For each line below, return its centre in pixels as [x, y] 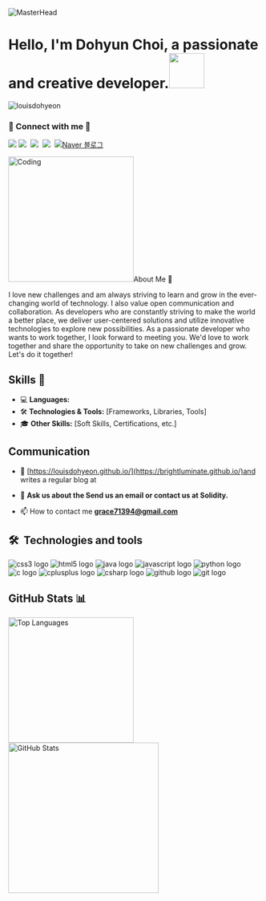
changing [24, 303]
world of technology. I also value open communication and [138, 303]
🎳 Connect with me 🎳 [50, 126]
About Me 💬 [153, 279]
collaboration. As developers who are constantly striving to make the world [132, 312]
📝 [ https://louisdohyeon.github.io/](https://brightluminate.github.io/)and [138, 471]
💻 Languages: [45, 400]
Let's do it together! [41, 355]
